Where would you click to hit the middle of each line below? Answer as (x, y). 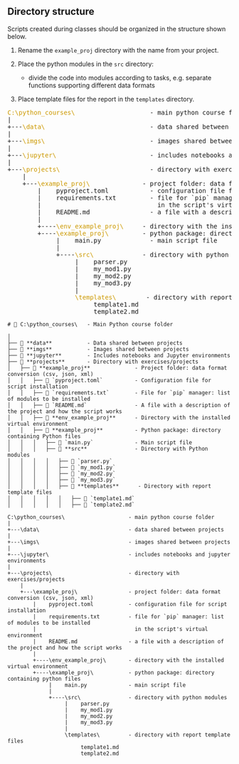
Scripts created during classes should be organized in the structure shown (117, 28)
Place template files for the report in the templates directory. (106, 99)
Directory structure (51, 12)
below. (17, 36)
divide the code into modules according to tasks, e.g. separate (120, 77)
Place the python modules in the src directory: (86, 64)
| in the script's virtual (121, 629)
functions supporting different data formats (91, 85)
